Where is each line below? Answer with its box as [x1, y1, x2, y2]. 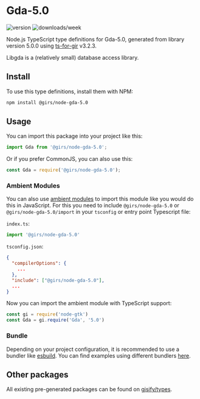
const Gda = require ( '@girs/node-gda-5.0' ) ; [6, 167, 121, 174]
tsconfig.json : [6, 243, 44, 250]
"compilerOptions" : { [12, 260, 67, 267]
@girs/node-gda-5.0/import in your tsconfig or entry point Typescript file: [6, 208, 191, 216]
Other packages [6, 369, 69, 380]
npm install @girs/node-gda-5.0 [6, 99, 88, 105]
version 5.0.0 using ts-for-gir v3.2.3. [6, 42, 97, 49]
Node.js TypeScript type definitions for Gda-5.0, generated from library [6, 35, 185, 43]
